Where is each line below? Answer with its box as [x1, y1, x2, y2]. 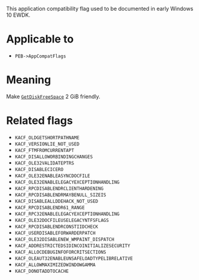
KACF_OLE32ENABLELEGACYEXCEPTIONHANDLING [14, 179, 120, 185]
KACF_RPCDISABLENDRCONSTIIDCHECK [14, 224, 99, 230]
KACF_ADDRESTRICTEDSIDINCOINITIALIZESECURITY [14, 242, 130, 249]
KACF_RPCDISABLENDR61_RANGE [14, 205, 85, 211]
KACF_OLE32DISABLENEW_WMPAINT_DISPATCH [14, 236, 115, 242]
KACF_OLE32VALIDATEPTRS [14, 160, 75, 166]
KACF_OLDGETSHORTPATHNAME [14, 135, 79, 141]
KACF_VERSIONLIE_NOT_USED [14, 141, 79, 147]
